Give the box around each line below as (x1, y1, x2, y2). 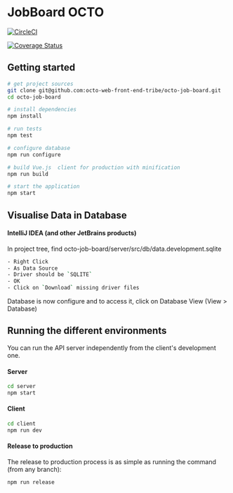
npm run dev (7, 427, 42, 434)
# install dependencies (7, 106, 77, 113)
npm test (7, 132, 33, 139)
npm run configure (7, 151, 61, 158)
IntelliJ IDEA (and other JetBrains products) (7, 229, 137, 237)
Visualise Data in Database (7, 209, 128, 221)
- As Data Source (7, 265, 58, 272)
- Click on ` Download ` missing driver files (7, 285, 140, 292)
